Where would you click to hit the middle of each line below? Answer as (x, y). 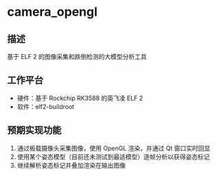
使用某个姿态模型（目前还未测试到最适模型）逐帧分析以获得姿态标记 (113, 156)
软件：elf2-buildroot (46, 106)
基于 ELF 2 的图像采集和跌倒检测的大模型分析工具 (77, 56)
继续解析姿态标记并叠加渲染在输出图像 (71, 165)
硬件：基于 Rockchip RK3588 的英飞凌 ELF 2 (80, 98)
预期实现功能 (34, 130)
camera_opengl (53, 12)
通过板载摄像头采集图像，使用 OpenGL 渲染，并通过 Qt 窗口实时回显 (114, 148)
